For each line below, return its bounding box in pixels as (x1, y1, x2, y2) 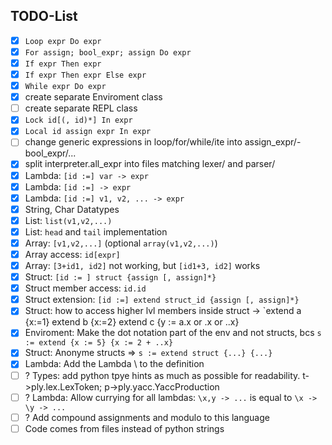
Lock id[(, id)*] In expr (24, 115, 133, 126)
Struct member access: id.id (24, 282, 147, 294)
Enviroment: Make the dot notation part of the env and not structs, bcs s (24, 327, 322, 339)
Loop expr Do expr (24, 36, 102, 46)
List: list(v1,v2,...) (24, 214, 113, 226)
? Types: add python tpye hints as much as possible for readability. (24, 369, 301, 381)
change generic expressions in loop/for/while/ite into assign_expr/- (24, 136, 302, 148)
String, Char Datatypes (24, 203, 120, 215)
